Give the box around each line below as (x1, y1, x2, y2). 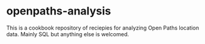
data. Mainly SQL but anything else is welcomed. (6, 30, 130, 37)
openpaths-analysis (6, 4, 111, 18)
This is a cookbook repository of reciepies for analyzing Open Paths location (6, 24, 199, 31)
